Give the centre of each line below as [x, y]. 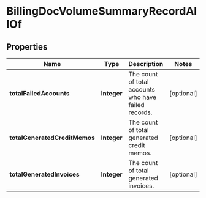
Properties [27, 47]
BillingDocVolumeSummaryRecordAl [102, 11]
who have [143, 97]
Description [146, 64]
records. [140, 112]
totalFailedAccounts [40, 93]
